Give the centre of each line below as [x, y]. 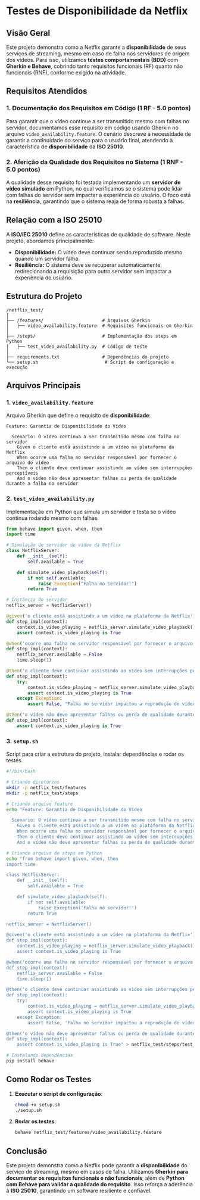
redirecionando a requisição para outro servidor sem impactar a [93, 271]
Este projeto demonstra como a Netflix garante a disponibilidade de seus [96, 47]
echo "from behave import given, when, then [62, 859]
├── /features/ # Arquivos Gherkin [78, 320]
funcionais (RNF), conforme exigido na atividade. [66, 72]
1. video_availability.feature [50, 402]
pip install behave [30, 1061]
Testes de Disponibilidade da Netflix [97, 11]
